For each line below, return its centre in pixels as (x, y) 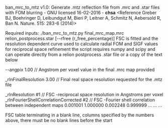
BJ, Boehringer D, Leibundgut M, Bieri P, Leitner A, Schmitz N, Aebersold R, (83, 18)
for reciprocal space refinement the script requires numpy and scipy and (80, 49)
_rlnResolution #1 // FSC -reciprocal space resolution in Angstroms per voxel (84, 94)
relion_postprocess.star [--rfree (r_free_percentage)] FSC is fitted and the (82, 38)
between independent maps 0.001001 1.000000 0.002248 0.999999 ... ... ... (84, 105)
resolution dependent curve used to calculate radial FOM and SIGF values (82, 44)
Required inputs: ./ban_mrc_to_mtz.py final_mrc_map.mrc (65, 33)
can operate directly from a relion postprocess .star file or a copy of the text (84, 54)
